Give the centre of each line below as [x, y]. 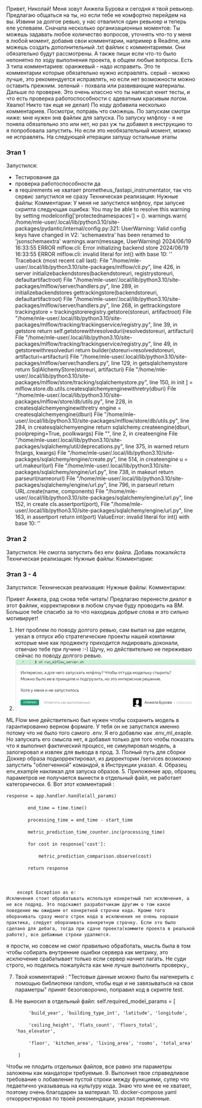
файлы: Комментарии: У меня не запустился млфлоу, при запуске [100, 203]
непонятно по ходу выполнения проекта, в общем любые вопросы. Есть [99, 60]
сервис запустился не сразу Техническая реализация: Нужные [96, 197]
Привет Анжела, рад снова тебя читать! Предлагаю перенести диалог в [99, 599]
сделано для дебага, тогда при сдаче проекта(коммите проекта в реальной [101, 928]
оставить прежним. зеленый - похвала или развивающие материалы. [96, 86]
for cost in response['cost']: [67, 844]
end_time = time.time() [57, 808]
